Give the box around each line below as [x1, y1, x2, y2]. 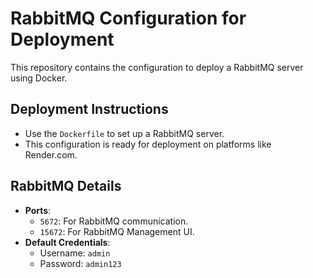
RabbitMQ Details [10, 178, 122, 195]
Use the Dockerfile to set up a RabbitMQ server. [24, 127, 225, 139]
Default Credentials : [24, 236, 111, 248]
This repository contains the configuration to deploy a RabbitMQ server [10, 61, 304, 73]
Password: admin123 [39, 257, 122, 269]
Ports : [24, 204, 52, 216]
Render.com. [24, 148, 78, 161]
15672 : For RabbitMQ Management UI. [39, 225, 195, 237]
